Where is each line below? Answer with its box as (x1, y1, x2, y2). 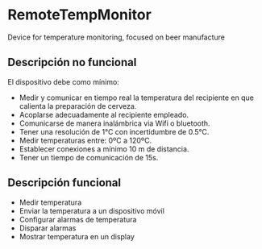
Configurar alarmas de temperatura (19, 214, 137, 224)
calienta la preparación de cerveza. (19, 101, 137, 110)
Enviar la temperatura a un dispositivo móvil (19, 205, 164, 215)
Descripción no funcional (7, 56, 137, 69)
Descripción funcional (7, 176, 122, 190)
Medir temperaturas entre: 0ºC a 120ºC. (19, 135, 152, 145)
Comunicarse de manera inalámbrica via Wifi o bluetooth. (19, 118, 210, 128)
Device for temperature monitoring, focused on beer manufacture (7, 32, 226, 42)
